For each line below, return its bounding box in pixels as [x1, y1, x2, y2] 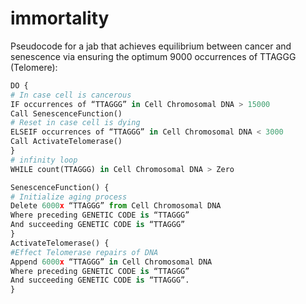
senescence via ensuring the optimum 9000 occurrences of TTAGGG [10, 50, 297, 62]
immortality [10, 7, 110, 30]
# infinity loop [10, 155, 78, 165]
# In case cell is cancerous [10, 90, 132, 100]
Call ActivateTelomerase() [10, 137, 123, 147]
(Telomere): [10, 61, 58, 73]
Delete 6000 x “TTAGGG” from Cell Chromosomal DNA [10, 201, 222, 211]
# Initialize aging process [10, 192, 128, 202]
